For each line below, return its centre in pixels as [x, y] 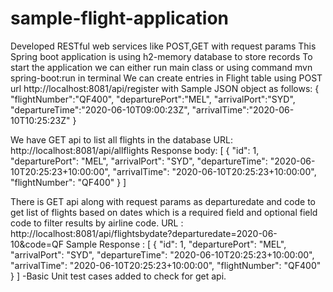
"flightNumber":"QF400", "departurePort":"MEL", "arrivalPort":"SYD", [153, 99]
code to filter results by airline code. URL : [97, 223]
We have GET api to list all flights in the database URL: [121, 139]
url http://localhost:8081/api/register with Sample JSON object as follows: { [165, 88]
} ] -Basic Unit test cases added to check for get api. [118, 276]
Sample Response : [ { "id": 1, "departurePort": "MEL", [176, 244]
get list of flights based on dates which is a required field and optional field [164, 212]
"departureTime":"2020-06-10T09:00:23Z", [100, 109]
